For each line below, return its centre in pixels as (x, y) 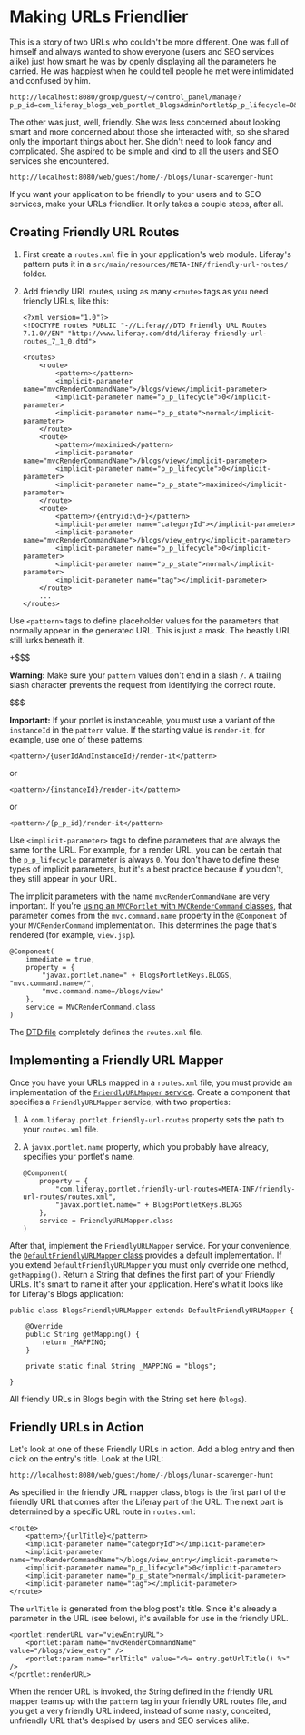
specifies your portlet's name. (79, 1156)
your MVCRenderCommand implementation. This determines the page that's (143, 925)
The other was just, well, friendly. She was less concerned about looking (145, 122)
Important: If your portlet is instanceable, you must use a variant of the (143, 720)
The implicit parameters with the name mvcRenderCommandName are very (140, 896)
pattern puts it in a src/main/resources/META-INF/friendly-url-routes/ (155, 264)
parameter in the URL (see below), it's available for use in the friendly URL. (149, 1619)
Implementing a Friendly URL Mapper (117, 1061)
